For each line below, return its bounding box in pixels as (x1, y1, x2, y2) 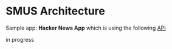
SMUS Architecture (5, 4, 106, 18)
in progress (5, 36, 35, 43)
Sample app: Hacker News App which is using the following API (5, 24, 167, 31)
